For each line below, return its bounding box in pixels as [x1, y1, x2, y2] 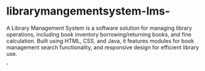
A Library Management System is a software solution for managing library [6, 24, 193, 32]
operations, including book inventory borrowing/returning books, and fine [6, 30, 192, 38]
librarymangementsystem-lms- [6, 4, 170, 18]
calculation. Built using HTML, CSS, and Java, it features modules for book [6, 37, 195, 44]
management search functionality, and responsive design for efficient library [6, 44, 199, 51]
